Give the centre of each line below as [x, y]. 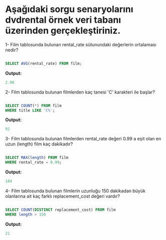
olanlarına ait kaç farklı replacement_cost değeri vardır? [63, 196]
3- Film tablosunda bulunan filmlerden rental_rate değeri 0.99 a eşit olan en [83, 139]
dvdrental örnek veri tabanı [63, 20]
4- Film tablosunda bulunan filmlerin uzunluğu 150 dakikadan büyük [75, 191]
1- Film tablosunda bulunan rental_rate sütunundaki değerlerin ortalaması [81, 44]
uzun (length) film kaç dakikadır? [39, 144]
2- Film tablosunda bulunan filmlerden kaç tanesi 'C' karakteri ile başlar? [80, 92]
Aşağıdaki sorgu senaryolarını [69, 9]
